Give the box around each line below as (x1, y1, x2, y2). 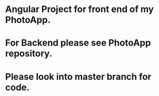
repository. (5, 48, 53, 59)
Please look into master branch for (5, 71, 151, 82)
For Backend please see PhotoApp (5, 37, 151, 49)
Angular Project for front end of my (5, 4, 154, 15)
